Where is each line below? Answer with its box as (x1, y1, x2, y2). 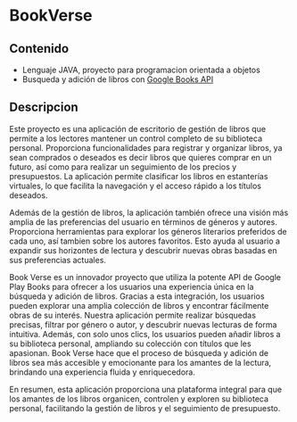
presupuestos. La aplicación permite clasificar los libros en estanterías (9, 170, 268, 181)
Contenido (9, 41, 70, 56)
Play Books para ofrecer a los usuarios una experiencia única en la (9, 281, 254, 292)
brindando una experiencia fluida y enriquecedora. (9, 367, 196, 377)
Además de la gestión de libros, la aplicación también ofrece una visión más (9, 207, 289, 218)
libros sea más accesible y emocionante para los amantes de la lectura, (9, 357, 272, 368)
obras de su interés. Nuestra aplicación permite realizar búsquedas (9, 310, 257, 320)
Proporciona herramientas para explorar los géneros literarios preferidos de (9, 226, 287, 236)
